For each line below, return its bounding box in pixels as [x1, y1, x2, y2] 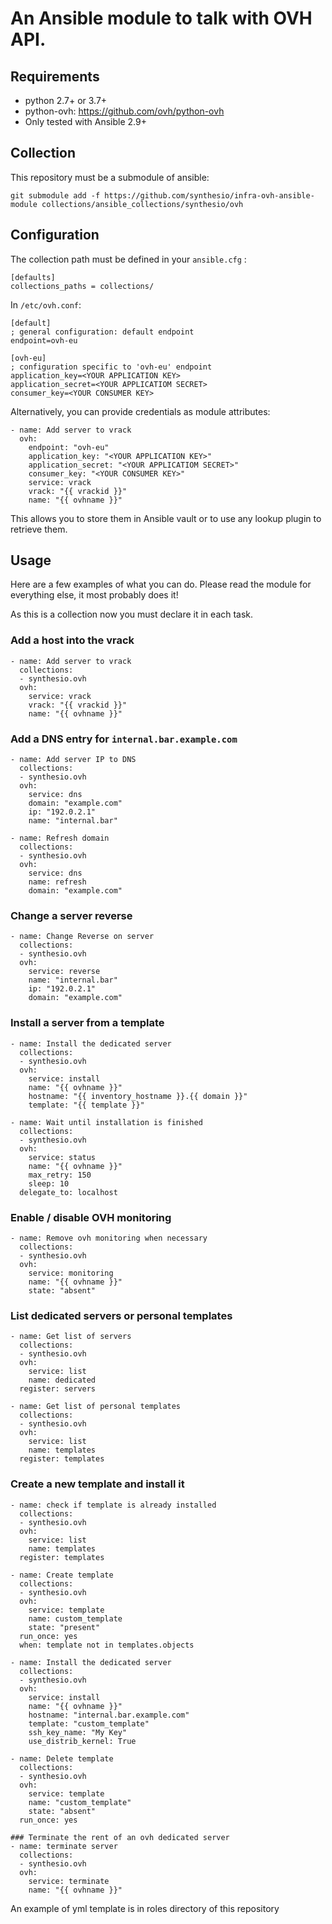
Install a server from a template [10, 1016, 165, 1030]
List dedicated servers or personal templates [10, 1308, 233, 1322]
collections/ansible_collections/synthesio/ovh [41, 199, 244, 209]
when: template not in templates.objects [19, 1640, 195, 1650]
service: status [28, 1152, 97, 1162]
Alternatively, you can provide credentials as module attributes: [10, 405, 271, 417]
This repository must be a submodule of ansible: [10, 171, 210, 183]
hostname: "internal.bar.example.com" [28, 1710, 190, 1720]
